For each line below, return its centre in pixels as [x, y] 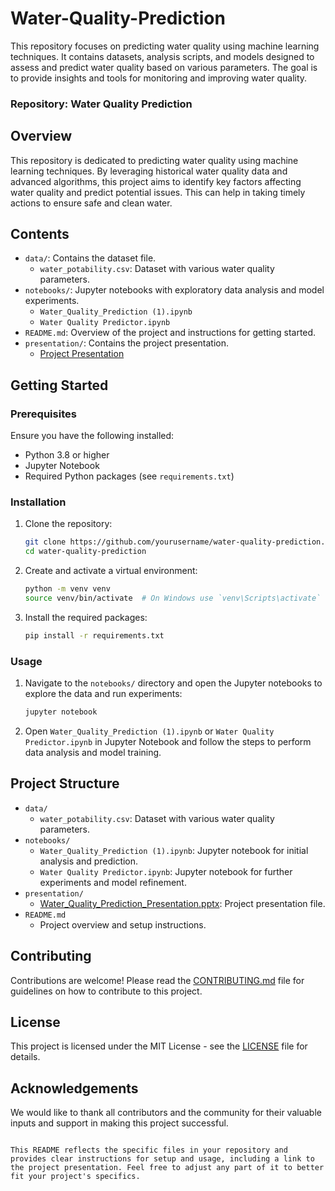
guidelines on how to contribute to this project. [106, 991]
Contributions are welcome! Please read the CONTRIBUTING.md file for [157, 980]
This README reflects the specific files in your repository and [149, 1150]
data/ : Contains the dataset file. [90, 258]
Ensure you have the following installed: [92, 436]
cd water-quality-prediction [85, 552]
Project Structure [65, 783]
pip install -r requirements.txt [94, 635]
